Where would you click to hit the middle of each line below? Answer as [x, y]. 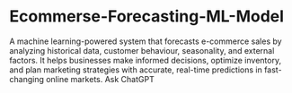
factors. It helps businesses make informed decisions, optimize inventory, [145, 60]
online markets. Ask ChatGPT [100, 79]
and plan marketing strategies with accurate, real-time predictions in [136, 70]
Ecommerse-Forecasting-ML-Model [147, 17]
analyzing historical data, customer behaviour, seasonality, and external [142, 50]
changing [27, 79]
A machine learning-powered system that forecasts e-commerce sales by [146, 41]
